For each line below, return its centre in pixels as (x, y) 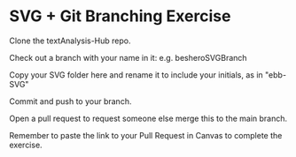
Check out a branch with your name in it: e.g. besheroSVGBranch (128, 57)
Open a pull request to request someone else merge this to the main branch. (148, 118)
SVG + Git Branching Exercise (120, 16)
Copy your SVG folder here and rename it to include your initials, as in (136, 75)
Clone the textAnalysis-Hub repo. (70, 41)
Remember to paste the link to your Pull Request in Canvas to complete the (146, 135)
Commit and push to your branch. (70, 101)
